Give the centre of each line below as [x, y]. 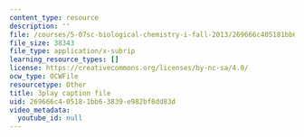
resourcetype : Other [48, 85]
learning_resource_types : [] [64, 59]
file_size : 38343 [42, 43]
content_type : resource [54, 18]
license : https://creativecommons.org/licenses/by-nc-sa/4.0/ [129, 68]
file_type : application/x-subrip [72, 51]
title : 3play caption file [60, 93]
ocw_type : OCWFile [44, 77]
